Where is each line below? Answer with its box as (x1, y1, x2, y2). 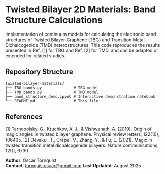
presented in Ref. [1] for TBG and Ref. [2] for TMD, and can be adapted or (5, 47, 158, 53)
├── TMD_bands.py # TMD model (5, 90, 99, 95)
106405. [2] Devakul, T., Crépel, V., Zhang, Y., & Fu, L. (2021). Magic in (5, 136, 152, 143)
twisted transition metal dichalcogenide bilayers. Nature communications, (5, 142, 159, 148)
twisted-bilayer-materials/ (5, 81, 65, 86)
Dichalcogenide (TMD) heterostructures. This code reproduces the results (5, 42, 160, 48)
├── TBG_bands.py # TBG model (5, 85, 99, 90)
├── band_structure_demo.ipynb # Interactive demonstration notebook (5, 94, 156, 99)
